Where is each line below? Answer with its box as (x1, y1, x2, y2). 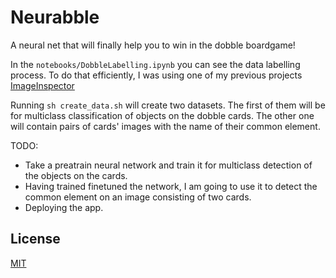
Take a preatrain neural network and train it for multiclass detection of (24, 159, 313, 171)
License (10, 231, 61, 248)
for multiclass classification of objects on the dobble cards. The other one (10, 109, 315, 121)
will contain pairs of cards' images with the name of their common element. (10, 120, 321, 132)
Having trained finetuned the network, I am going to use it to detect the (24, 180, 318, 192)
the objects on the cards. (24, 169, 128, 181)
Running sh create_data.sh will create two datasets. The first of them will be (10, 99, 326, 111)
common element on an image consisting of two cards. (24, 191, 252, 203)
